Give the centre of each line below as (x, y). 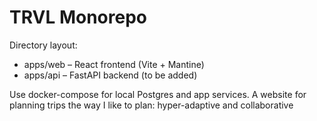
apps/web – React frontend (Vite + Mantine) (114, 64)
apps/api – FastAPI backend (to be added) (110, 75)
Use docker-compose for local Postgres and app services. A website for (158, 94)
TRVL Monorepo (78, 17)
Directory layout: (43, 45)
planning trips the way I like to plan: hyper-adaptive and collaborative (151, 105)
